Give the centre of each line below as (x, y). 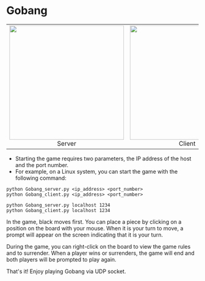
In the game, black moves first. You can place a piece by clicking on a (94, 222)
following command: (41, 178)
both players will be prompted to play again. (62, 259)
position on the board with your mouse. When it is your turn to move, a (95, 228)
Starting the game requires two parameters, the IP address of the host (103, 158)
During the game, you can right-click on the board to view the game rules (99, 246)
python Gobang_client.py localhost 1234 (59, 210)
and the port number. (42, 165)
